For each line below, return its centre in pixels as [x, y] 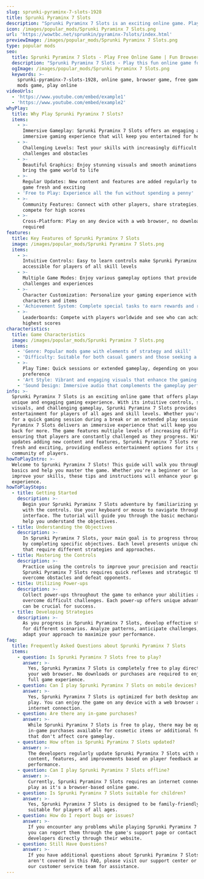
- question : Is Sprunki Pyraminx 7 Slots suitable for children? [102, 793]
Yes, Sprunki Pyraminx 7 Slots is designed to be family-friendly [114, 804]
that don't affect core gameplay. [72, 736]
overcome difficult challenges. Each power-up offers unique [101, 600]
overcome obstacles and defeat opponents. [77, 578]
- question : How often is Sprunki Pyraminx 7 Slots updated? [96, 742]
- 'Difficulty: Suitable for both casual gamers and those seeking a [107, 357]
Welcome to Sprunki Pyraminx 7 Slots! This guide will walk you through [106, 464]
